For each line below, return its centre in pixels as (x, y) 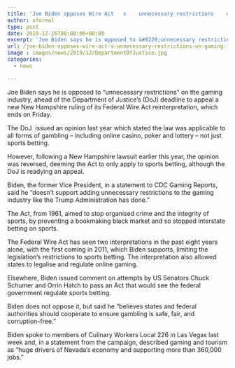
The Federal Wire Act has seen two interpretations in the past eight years (113, 242)
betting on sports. (33, 228)
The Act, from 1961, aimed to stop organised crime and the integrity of (108, 213)
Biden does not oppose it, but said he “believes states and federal (102, 306)
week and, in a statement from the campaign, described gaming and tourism (117, 342)
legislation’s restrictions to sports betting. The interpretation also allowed (112, 257)
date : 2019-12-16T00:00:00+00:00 (56, 33)
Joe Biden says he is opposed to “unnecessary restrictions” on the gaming (115, 92)
